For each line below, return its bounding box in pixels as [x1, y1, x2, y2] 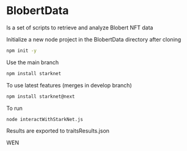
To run [6, 105, 23, 112]
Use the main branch [6, 59, 59, 66]
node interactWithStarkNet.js [6, 116, 84, 122]
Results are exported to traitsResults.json [6, 127, 110, 134]
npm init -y [6, 47, 37, 54]
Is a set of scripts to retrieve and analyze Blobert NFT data [6, 24, 153, 31]
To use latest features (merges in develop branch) [6, 81, 133, 89]
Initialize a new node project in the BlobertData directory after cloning [6, 35, 182, 43]
